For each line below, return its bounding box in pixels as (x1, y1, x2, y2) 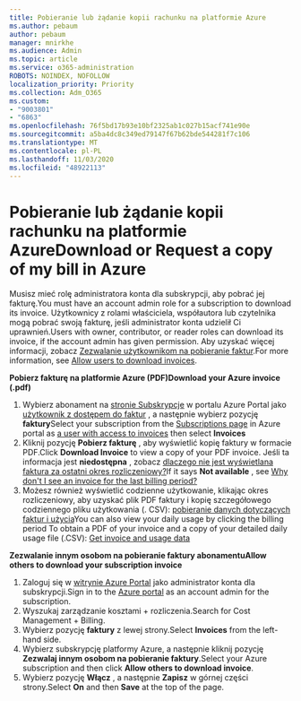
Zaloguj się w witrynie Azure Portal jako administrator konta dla (21, 577, 255, 588)
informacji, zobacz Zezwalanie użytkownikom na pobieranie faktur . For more (9, 346, 289, 357)
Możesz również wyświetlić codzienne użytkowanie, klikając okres (21, 485, 269, 496)
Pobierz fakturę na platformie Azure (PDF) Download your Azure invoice (9, 373, 280, 384)
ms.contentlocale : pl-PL (9, 146, 102, 155)
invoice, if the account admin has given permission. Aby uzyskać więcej (9, 336, 275, 347)
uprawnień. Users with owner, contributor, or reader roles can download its (9, 326, 284, 337)
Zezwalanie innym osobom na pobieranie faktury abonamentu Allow (9, 550, 267, 561)
